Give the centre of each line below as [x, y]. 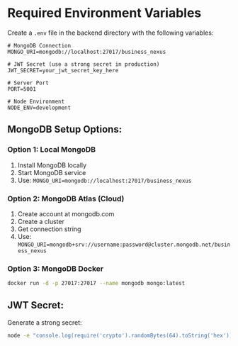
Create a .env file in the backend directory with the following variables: [110, 33]
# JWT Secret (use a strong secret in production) [84, 64]
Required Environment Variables [104, 13]
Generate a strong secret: [45, 322]
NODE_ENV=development [39, 108]
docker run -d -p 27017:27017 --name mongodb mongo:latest [96, 284]
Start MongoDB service [52, 172]
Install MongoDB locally [52, 165]
